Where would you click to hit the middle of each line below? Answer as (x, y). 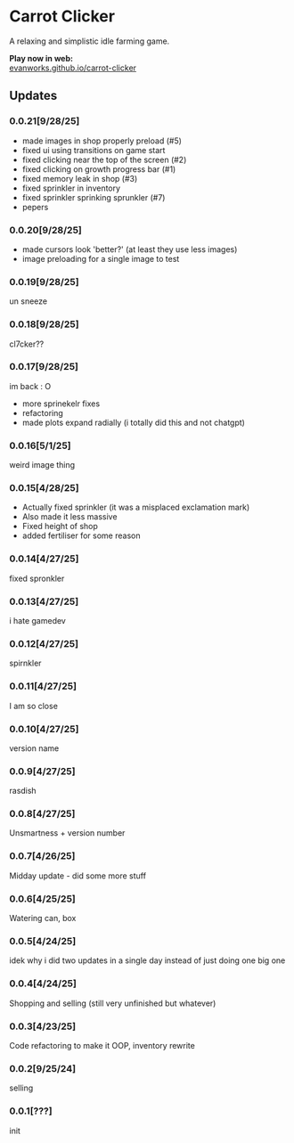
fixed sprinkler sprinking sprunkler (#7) (94, 197)
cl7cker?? (27, 344)
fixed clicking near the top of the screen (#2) (104, 159)
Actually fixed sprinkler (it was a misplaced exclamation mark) (136, 507)
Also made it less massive (69, 517)
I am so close (33, 706)
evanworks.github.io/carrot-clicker (73, 68)
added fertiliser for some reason (81, 535)
